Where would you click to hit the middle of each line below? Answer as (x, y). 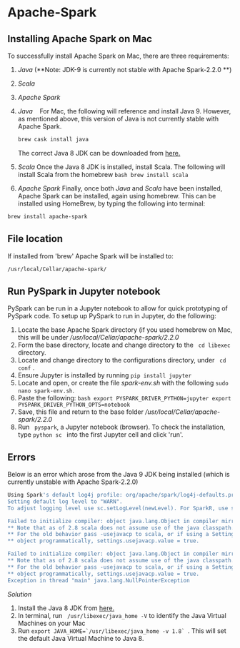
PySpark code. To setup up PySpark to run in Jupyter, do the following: (112, 316)
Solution (20, 594)
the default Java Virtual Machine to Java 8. (81, 638)
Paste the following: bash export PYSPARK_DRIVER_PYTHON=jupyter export (124, 398)
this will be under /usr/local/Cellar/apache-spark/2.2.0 (98, 338)
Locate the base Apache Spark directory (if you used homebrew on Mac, (125, 330)
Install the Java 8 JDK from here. (66, 608)
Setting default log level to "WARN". (65, 501)
